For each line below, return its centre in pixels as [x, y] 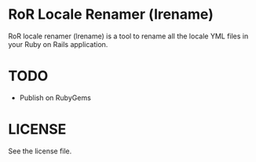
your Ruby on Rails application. [58, 44]
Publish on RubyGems [55, 97]
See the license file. [40, 151]
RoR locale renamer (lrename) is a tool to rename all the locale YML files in [128, 36]
